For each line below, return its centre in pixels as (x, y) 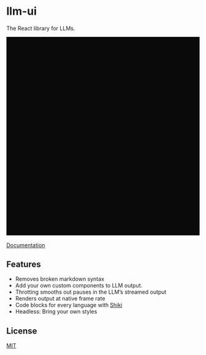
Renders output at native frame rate (60, 299)
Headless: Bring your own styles (56, 311)
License (22, 331)
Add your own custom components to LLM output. (79, 286)
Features (24, 264)
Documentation (26, 245)
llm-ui (21, 11)
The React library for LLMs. (41, 28)
